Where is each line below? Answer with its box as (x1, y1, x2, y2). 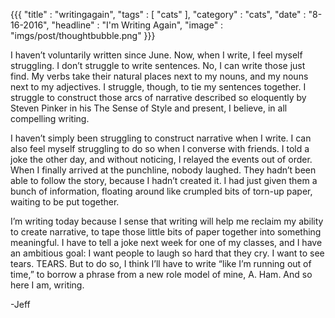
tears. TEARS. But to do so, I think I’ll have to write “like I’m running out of (10, 258, 312, 269)
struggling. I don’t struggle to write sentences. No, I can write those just (10, 60, 306, 71)
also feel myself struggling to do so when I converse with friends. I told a (10, 143, 310, 154)
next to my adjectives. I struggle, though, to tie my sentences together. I (10, 81, 307, 93)
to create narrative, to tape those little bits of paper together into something (10, 226, 322, 238)
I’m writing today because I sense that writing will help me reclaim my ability (10, 215, 324, 227)
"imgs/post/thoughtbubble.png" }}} (10, 30, 156, 41)
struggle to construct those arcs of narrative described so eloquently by (10, 92, 307, 103)
